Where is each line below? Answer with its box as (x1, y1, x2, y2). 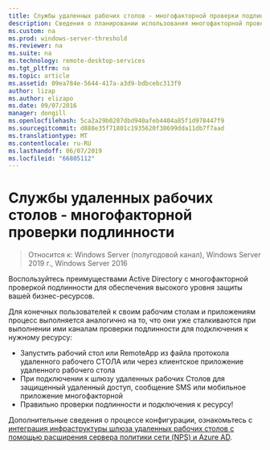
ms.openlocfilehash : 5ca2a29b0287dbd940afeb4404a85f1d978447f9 (8, 117, 225, 125)
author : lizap (8, 86, 56, 95)
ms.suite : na (8, 49, 52, 57)
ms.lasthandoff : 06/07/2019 (8, 147, 103, 155)
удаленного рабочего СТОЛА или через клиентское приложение (19, 356, 243, 367)
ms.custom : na (8, 27, 56, 35)
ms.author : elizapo (8, 94, 74, 102)
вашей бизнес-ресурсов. (8, 291, 95, 301)
